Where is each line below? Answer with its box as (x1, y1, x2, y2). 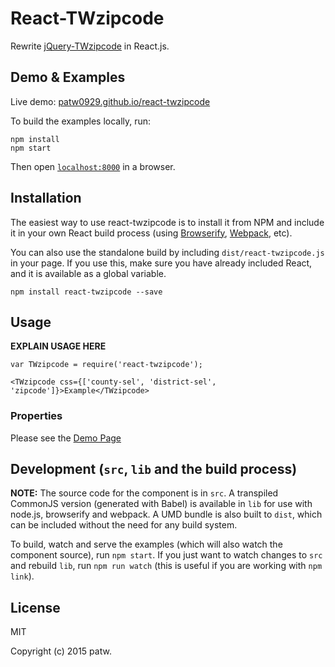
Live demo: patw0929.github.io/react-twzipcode (10, 95, 211, 107)
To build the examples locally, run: (10, 115, 152, 127)
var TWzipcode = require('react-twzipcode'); (10, 360, 203, 370)
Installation (10, 190, 82, 207)
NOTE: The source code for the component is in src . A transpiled (10, 487, 279, 499)
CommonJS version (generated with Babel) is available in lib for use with (10, 498, 313, 510)
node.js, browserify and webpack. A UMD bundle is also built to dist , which (10, 508, 323, 521)
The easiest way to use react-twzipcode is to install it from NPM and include (10, 216, 325, 228)
